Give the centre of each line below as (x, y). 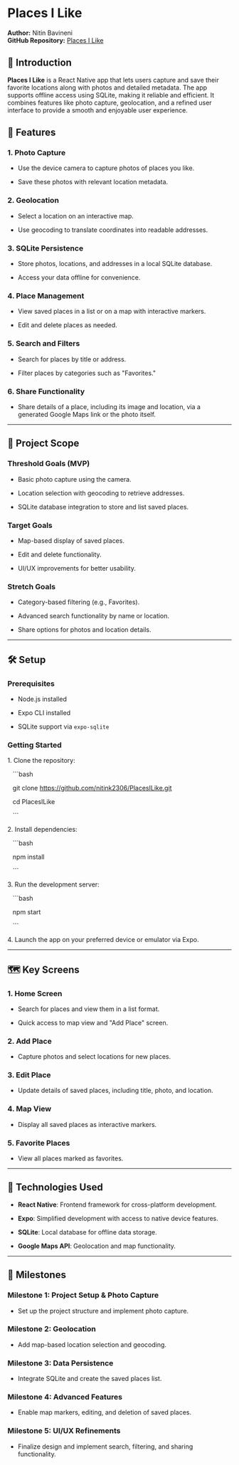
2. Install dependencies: (42, 830)
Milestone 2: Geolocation (52, 1329)
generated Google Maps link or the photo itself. (87, 414)
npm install (28, 857)
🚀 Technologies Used (55, 1187)
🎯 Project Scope (43, 444)
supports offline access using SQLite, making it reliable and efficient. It (111, 95)
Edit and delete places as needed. (67, 325)
